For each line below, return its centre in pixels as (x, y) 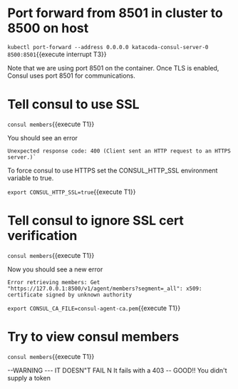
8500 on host (48, 28)
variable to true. (31, 178)
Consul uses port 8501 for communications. (71, 76)
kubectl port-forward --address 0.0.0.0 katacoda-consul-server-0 (108, 47)
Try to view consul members (93, 337)
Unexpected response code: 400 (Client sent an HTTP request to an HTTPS (119, 151)
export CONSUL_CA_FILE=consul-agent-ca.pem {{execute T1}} (94, 308)
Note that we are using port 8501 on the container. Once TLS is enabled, (113, 68)
